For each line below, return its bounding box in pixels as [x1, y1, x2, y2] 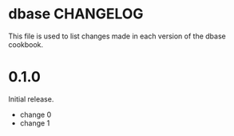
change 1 [19, 118, 50, 128]
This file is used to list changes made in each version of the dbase [8, 31, 226, 41]
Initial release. [8, 94, 54, 104]
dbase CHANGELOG [8, 5, 144, 23]
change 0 [19, 110, 52, 119]
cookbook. [8, 39, 44, 49]
